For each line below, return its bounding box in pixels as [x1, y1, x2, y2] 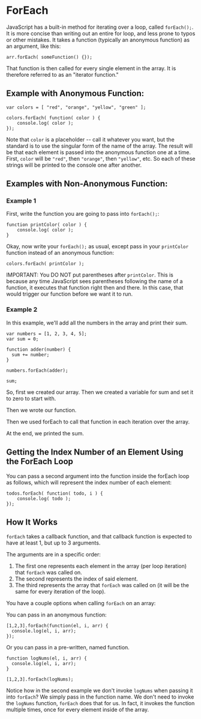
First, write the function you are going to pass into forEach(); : [6, 210, 160, 218]
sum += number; [11, 351, 50, 357]
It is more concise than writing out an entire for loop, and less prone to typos [6, 29, 196, 37]
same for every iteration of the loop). [14, 588, 106, 595]
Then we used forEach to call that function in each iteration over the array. [6, 418, 190, 425]
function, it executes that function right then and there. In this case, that [6, 284, 184, 291]
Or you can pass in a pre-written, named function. [6, 644, 130, 651]
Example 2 [6, 305, 38, 314]
